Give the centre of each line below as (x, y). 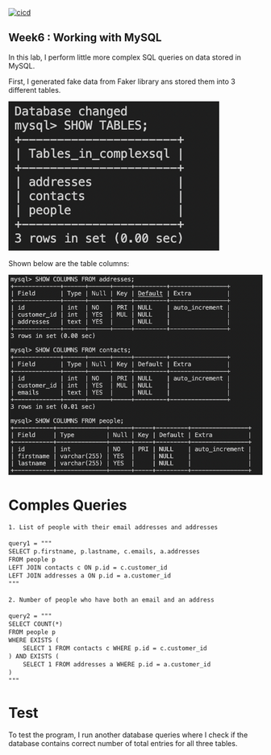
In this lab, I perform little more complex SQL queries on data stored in (125, 57)
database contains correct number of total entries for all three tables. (123, 744)
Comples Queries (68, 505)
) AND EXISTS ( (34, 657)
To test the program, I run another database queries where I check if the (128, 735)
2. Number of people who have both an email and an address (112, 600)
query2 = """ (30, 616)
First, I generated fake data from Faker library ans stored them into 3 (122, 81)
